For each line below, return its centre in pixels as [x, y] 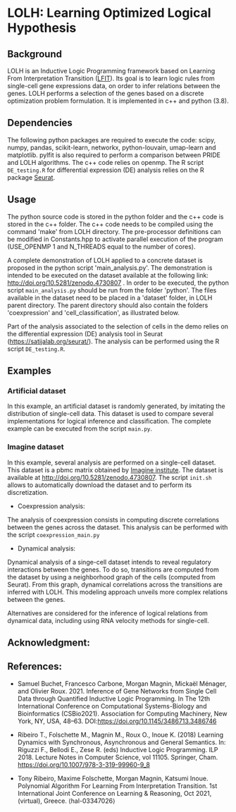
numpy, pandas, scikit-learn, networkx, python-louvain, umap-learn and [112, 147]
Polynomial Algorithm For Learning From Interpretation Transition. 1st [117, 786]
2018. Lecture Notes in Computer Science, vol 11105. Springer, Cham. [118, 757]
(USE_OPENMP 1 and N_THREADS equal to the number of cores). [101, 246]
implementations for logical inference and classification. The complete [109, 422]
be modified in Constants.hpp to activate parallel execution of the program [115, 239]
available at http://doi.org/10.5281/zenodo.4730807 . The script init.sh [110, 477]
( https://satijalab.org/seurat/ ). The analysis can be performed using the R [113, 341]
